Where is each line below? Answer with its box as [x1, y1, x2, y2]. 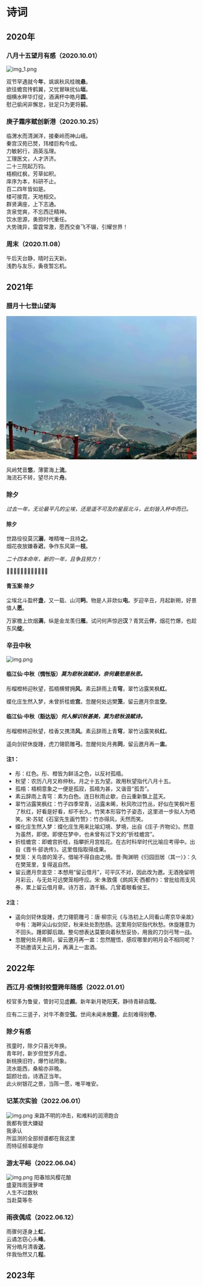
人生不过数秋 [6, 1189, 38, 1196]
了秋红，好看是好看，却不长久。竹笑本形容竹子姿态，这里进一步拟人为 [14, 808, 190, 815]
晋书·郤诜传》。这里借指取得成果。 [25, 846, 110, 853]
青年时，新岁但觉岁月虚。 [6, 1050, 70, 1057]
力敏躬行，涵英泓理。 [6, 147, 59, 155]
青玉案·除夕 [6, 582, 35, 589]
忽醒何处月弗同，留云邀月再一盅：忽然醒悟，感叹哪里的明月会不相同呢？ [14, 936, 195, 943]
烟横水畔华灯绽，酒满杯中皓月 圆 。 [6, 93, 91, 100]
